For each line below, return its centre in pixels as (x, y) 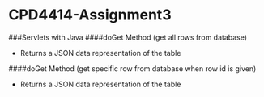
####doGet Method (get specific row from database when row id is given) (132, 68)
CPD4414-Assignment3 (90, 15)
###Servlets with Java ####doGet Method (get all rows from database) (128, 37)
